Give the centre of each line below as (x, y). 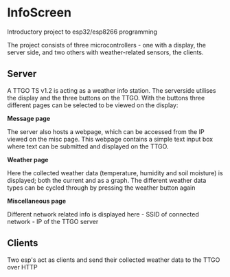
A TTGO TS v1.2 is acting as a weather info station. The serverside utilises (112, 90)
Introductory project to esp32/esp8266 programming (82, 32)
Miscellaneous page (37, 201)
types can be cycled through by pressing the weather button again (101, 188)
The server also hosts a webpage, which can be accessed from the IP (106, 131)
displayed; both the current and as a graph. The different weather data (107, 180)
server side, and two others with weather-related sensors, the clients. (105, 52)
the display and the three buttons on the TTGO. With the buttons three (106, 98)
